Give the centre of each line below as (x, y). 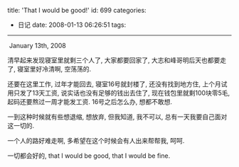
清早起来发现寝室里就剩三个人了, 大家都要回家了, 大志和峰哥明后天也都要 (114, 60)
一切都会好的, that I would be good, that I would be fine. (89, 156)
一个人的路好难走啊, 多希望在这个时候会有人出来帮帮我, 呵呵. (96, 140)
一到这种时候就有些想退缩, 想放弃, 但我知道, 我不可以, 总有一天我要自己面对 (117, 117)
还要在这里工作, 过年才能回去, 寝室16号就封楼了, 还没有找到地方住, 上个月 (115, 84)
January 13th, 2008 (37, 46)
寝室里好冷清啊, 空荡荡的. (54, 69)
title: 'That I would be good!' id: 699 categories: (77, 10)
